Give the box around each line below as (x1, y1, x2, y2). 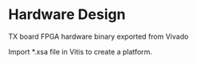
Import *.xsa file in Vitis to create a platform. (8, 47, 153, 56)
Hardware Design (8, 6, 126, 24)
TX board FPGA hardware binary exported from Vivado (8, 32, 189, 41)
